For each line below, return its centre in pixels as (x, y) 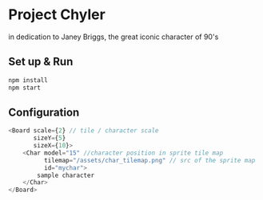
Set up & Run (41, 62)
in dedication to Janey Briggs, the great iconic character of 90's (114, 37)
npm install (28, 80)
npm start (25, 88)
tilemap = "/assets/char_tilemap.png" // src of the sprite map (149, 160)
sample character (66, 175)
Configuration (44, 112)
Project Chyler (57, 15)
